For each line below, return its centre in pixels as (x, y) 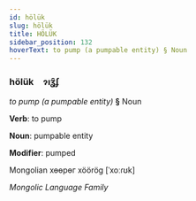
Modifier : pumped (43, 153)
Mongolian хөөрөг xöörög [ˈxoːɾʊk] (72, 170)
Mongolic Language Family (59, 188)
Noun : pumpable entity (51, 136)
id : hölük (27, 17)
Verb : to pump (36, 119)
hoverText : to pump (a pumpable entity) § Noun (98, 50)
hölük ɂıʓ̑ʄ (34, 82)
